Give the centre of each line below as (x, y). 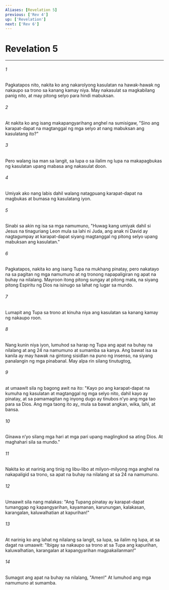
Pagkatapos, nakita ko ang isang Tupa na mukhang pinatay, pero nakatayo (82, 269)
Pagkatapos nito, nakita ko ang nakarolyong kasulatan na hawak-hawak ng (82, 85)
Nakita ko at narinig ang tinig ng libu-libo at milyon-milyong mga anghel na (82, 469)
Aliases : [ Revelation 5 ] (31, 10)
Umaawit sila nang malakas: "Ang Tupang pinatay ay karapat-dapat (75, 502)
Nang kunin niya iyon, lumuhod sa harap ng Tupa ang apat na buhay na (79, 345)
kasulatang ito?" (22, 134)
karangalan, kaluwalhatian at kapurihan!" (47, 512)
